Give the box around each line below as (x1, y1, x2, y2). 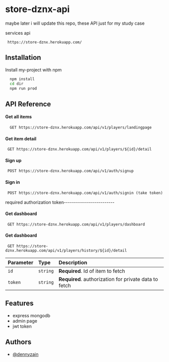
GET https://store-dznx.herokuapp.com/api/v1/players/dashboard (7, 222, 145, 227)
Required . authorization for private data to (58, 275, 158, 282)
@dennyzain (12, 351, 39, 357)
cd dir (10, 81, 24, 86)
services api (5, 30, 31, 36)
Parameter (8, 259, 34, 266)
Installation (5, 53, 41, 62)
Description (58, 259, 88, 266)
